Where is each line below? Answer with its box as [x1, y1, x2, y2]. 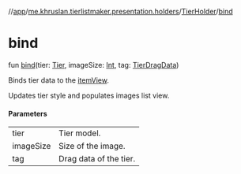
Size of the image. [58, 141, 126, 152]
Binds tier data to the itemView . [8, 75, 109, 85]
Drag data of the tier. [58, 154, 136, 165]
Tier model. [58, 128, 101, 139]
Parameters [8, 109, 47, 118]
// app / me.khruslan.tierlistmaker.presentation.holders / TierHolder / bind [8, 7, 233, 16]
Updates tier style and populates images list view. [8, 91, 170, 100]
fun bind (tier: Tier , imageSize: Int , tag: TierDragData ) [8, 60, 179, 69]
